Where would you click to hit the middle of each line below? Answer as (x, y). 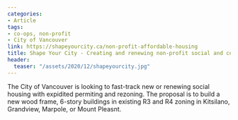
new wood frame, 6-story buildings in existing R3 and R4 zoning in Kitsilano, (119, 101)
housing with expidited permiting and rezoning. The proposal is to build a (114, 94)
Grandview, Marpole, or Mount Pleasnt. (64, 109)
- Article (22, 20)
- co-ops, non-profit (39, 34)
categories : (25, 14)
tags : (15, 27)
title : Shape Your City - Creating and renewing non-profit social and (115, 54)
